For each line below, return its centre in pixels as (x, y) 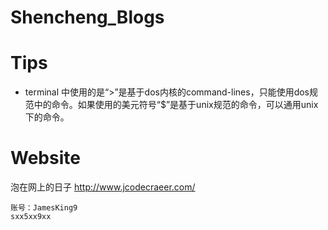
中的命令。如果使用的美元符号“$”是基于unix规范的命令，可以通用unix (176, 105)
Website (45, 158)
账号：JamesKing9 (44, 208)
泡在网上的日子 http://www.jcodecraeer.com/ (103, 187)
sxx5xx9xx (31, 217)
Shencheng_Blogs (87, 17)
